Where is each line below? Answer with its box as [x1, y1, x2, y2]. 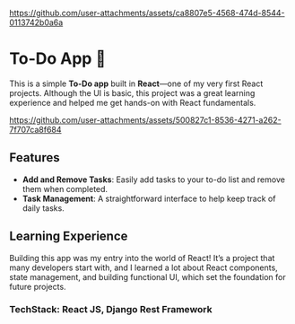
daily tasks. [22, 202, 65, 214]
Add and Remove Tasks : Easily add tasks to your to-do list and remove [22, 174, 285, 185]
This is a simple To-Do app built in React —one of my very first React [9, 78, 264, 89]
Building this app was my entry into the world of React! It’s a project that [9, 252, 275, 263]
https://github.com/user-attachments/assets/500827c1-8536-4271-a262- [9, 114, 282, 125]
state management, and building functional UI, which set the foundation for [9, 271, 286, 282]
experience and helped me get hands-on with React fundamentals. [9, 97, 256, 108]
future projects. [9, 281, 66, 292]
